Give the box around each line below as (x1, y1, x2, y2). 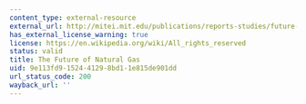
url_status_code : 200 (9, 72, 92, 81)
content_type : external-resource (9, 13, 137, 23)
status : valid (9, 47, 64, 56)
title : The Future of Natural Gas (9, 55, 141, 64)
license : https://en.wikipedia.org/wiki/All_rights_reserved (9, 38, 247, 48)
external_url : (9, 22, 64, 31)
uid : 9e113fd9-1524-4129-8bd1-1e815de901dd (9, 64, 178, 73)
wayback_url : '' (9, 80, 71, 90)
